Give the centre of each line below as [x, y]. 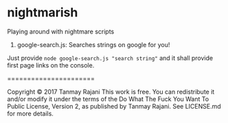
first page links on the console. [51, 65]
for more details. [30, 113]
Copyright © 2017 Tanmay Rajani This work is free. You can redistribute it [111, 92]
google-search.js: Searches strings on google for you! [93, 44]
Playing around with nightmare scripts [61, 31]
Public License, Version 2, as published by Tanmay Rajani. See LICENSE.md [114, 106]
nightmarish [43, 13]
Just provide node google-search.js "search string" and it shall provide [110, 58]
